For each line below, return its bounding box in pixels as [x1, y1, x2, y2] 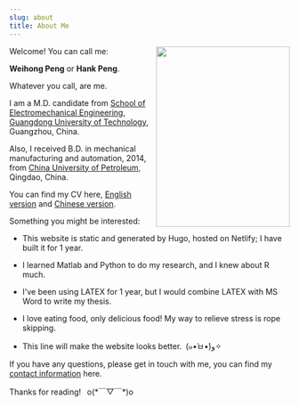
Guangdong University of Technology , [9, 117, 149, 127]
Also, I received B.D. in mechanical [9, 143, 136, 154]
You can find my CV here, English [9, 189, 132, 199]
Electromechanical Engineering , [9, 107, 126, 118]
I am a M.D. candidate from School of [9, 97, 146, 108]
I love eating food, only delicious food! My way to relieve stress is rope [21, 313, 281, 323]
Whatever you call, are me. [9, 80, 108, 91]
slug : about [9, 12, 53, 22]
